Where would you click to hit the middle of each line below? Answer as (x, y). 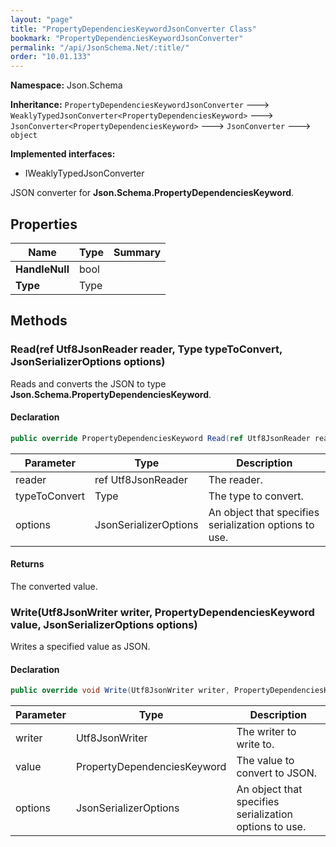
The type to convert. (256, 496)
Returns (27, 564)
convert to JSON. (277, 773)
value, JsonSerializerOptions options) (104, 624)
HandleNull (42, 269)
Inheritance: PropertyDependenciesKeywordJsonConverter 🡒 (140, 105)
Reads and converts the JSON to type (88, 383)
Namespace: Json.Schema (66, 85)
